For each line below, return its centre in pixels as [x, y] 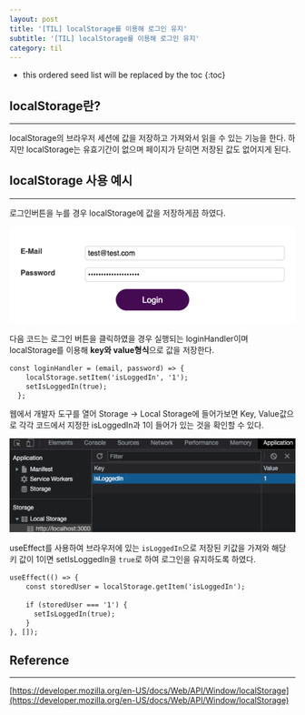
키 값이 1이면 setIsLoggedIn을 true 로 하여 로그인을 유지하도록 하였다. [133, 559]
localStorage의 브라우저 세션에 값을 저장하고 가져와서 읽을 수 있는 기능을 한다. [148, 138]
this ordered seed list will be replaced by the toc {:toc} [124, 75]
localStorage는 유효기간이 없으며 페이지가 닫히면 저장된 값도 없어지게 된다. [158, 149]
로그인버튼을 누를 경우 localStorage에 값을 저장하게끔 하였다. [118, 213]
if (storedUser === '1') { [77, 605]
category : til [36, 48]
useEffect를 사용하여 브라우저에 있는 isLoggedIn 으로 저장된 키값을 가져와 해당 [148, 548]
